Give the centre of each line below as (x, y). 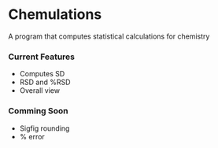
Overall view (40, 91)
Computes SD (42, 74)
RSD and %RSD (45, 82)
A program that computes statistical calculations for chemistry (109, 36)
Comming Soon (38, 111)
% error (32, 136)
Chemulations (55, 15)
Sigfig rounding (44, 128)
